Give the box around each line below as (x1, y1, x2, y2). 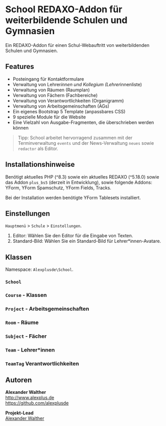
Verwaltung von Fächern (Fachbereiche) (12, 92, 98, 98)
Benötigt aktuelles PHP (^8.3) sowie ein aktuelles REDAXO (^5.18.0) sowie (5, 173, 159, 180)
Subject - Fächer (5, 333, 47, 340)
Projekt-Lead (5, 410, 34, 416)
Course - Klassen (5, 292, 47, 299)
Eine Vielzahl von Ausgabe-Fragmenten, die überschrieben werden (12, 119, 154, 126)
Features (5, 62, 34, 71)
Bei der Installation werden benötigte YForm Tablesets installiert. (5, 194, 141, 201)
